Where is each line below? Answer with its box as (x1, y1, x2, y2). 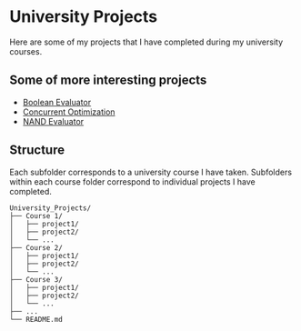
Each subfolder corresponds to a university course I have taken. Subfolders (9, 166, 293, 177)
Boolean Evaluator (22, 96, 92, 107)
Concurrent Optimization (22, 106, 115, 117)
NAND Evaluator (22, 115, 85, 126)
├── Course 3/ (9, 275, 64, 284)
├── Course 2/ (9, 243, 64, 252)
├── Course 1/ (9, 211, 64, 220)
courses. (9, 45, 43, 56)
